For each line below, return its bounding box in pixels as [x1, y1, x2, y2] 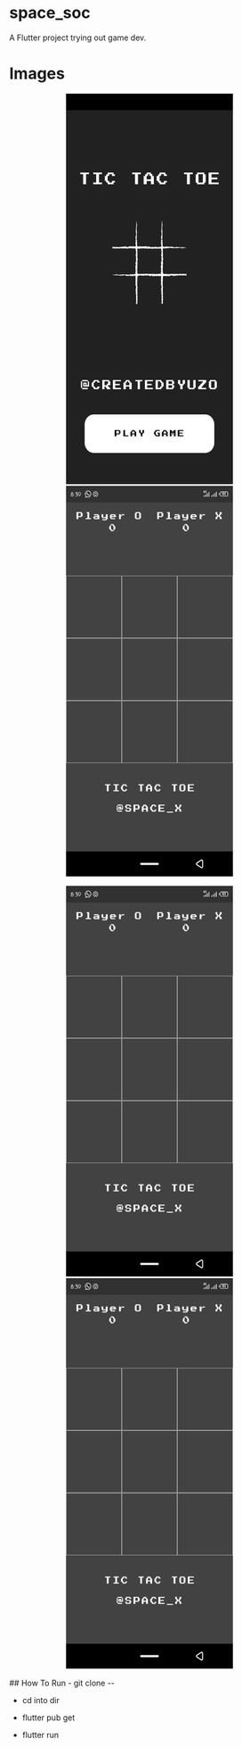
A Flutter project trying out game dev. [9, 32, 147, 43]
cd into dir [21, 1694, 60, 1705]
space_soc [9, 3, 91, 23]
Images [9, 63, 65, 84]
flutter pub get [21, 1712, 76, 1723]
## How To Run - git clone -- [9, 1677, 116, 1688]
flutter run [21, 1729, 60, 1740]
